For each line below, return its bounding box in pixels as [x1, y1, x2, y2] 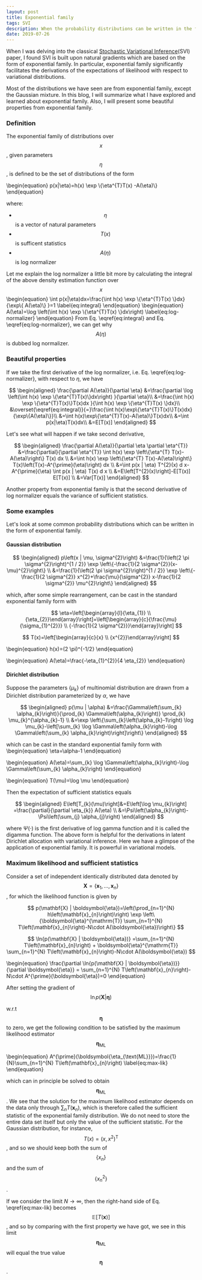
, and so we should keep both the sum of [6, 1144, 108, 1152]
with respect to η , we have [37, 375, 103, 382]
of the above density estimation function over [6, 277, 119, 284]
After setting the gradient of [6, 984, 75, 991]
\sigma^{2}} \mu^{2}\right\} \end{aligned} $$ [44, 580, 158, 587]
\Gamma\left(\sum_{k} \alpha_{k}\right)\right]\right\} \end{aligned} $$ [14, 729, 188, 737]
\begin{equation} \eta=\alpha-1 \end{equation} [6, 747, 121, 755]
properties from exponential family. [6, 104, 93, 111]
